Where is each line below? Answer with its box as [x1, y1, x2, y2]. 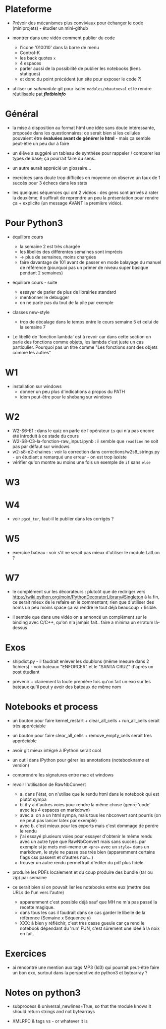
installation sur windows [12, 383, 62, 389]
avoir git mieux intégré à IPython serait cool [12, 747, 102, 753]
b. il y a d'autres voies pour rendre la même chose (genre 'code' [19, 801, 151, 807]
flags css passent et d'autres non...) [19, 854, 93, 860]
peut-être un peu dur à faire [12, 140, 69, 146]
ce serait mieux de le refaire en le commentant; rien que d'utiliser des [12, 599, 155, 605]
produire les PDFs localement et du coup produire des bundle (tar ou [12, 869, 153, 875]
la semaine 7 [19, 324, 46, 330]
